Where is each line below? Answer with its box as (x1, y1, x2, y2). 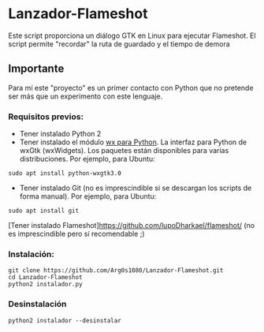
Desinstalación (8, 299, 67, 310)
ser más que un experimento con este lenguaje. (8, 91, 163, 101)
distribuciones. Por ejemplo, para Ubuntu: (19, 155, 155, 164)
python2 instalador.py (8, 281, 83, 289)
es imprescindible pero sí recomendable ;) (8, 229, 145, 239)
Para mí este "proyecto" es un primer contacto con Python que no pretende (8, 83, 254, 92)
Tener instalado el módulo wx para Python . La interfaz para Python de (19, 137, 247, 147)
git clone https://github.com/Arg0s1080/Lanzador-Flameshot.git (8, 267, 224, 274)
